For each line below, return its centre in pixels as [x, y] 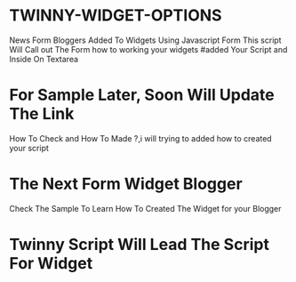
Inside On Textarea [44, 59]
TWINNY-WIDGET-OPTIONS [116, 16]
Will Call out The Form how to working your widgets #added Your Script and [148, 49]
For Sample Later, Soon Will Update [142, 95]
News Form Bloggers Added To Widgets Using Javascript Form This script [145, 40]
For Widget [51, 263]
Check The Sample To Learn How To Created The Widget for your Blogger [145, 208]
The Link [42, 114]
